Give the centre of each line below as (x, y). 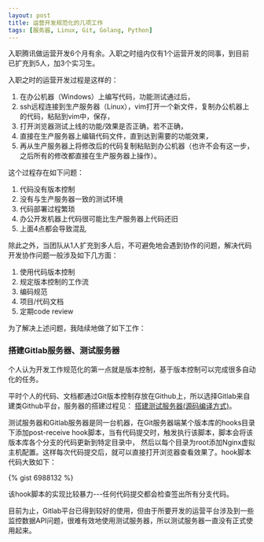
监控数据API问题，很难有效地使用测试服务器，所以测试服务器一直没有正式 (127, 520)
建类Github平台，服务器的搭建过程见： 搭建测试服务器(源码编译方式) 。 (122, 406)
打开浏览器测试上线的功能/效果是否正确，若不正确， (103, 126)
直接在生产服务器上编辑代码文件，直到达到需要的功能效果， (116, 136)
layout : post (29, 15)
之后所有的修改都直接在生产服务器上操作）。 (90, 156)
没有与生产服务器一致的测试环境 (71, 199)
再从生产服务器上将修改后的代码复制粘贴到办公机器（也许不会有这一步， (136, 146)
